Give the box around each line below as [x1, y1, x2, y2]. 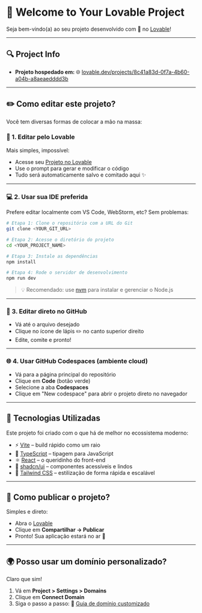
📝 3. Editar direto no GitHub [6, 307, 87, 316]
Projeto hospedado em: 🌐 [14, 68, 81, 75]
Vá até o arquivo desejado [14, 321, 80, 328]
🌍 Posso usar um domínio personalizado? [6, 556, 167, 567]
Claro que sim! [6, 576, 42, 583]
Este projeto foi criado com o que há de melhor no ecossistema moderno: [6, 429, 189, 436]
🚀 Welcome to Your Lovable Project [6, 5, 185, 19]
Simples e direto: [6, 508, 48, 515]
